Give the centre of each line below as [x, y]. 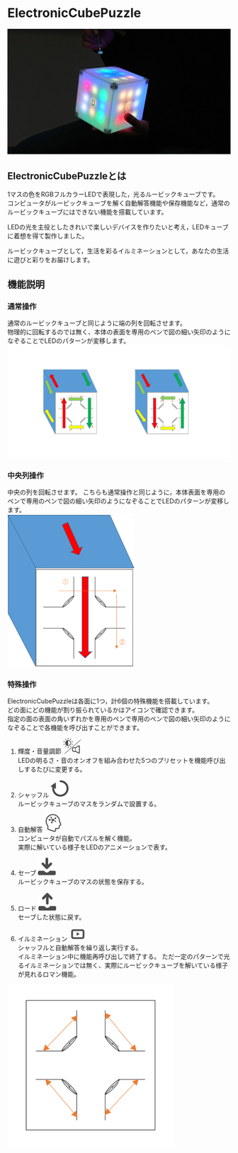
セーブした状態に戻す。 [51, 917]
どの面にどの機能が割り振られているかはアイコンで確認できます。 [103, 710]
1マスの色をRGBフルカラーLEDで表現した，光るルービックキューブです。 [113, 194]
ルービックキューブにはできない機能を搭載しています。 [87, 212]
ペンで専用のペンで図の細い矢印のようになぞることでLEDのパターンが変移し [119, 501]
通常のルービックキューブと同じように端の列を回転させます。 [97, 323]
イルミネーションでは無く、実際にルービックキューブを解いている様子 [126, 965]
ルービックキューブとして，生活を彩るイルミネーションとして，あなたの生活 [118, 251]
